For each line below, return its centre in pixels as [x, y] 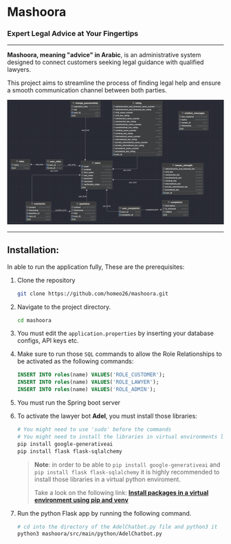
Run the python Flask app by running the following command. [104, 513]
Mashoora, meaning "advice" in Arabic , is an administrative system [104, 55]
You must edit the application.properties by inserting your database [115, 333]
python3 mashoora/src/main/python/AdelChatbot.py [90, 534]
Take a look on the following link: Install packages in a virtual [121, 492]
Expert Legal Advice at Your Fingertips [73, 34]
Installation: [33, 250]
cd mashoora [34, 320]
